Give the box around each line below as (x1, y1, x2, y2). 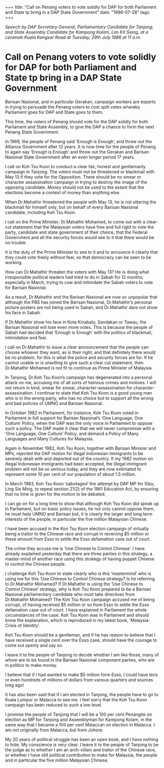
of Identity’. (18, 622, 41, 628)
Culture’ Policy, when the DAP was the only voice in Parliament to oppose (5, 420, 153, 426)
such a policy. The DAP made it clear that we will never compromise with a (5, 425, 155, 431)
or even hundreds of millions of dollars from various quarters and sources (5, 677, 153, 682)
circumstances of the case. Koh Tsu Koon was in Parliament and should (5, 612, 149, 618)
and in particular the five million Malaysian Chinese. (5, 757, 109, 763)
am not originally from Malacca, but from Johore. (5, 727, 104, 733)
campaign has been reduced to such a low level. (5, 702, 102, 708)
